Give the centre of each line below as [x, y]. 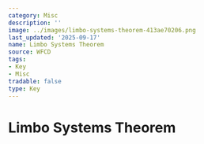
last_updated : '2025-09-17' [55, 37]
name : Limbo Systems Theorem [56, 45]
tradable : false [35, 81]
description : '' [35, 23]
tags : [17, 60]
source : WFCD [30, 52]
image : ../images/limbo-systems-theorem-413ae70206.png [102, 30]
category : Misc [33, 15]
